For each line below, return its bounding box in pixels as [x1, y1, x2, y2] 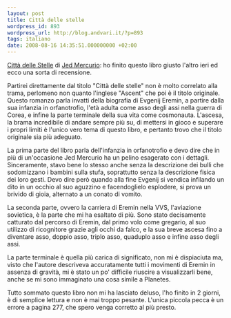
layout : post [7, 10, 45, 17]
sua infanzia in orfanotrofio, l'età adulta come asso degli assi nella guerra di [7, 104, 223, 112]
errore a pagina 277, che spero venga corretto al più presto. [7, 304, 177, 311]
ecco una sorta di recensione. [7, 68, 92, 76]
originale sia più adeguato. [7, 133, 83, 141]
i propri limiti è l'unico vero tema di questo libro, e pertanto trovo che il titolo [7, 125, 222, 134]
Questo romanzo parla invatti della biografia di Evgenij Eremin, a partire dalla [7, 96, 224, 104]
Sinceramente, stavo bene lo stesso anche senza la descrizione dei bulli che [7, 161, 224, 169]
